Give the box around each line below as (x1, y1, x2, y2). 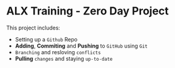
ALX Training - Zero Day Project (6, 4, 169, 18)
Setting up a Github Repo (15, 36, 78, 43)
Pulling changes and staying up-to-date (15, 55, 113, 62)
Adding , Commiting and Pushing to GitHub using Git (15, 42, 148, 49)
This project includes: (6, 24, 61, 31)
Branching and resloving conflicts (15, 48, 101, 55)
